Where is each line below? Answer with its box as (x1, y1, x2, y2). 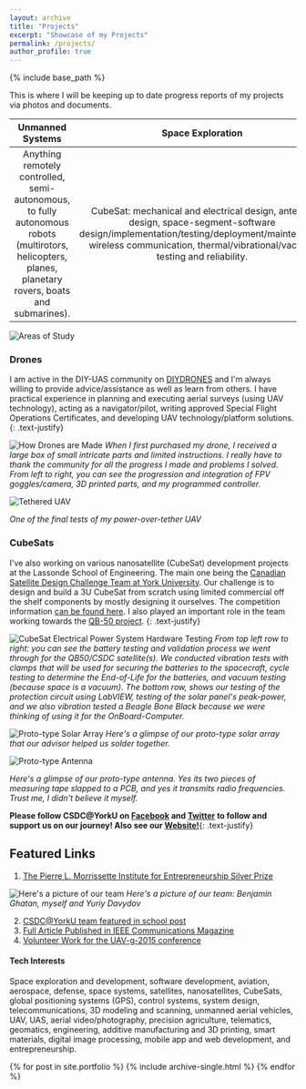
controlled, (19, 170, 66, 183)
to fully (26, 205, 57, 218)
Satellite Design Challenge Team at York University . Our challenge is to (9, 576, 275, 587)
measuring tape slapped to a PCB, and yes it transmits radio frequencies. (9, 782, 286, 793)
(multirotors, (15, 239, 69, 251)
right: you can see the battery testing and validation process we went (9, 643, 271, 654)
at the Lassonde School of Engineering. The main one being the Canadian (9, 566, 287, 578)
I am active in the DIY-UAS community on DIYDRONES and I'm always (9, 374, 271, 385)
